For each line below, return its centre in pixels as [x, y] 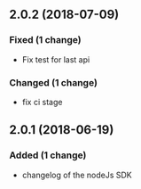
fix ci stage [42, 102]
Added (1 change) [48, 155]
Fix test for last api [56, 59]
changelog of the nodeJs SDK [77, 175]
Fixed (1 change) [45, 40]
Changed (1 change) [53, 82]
